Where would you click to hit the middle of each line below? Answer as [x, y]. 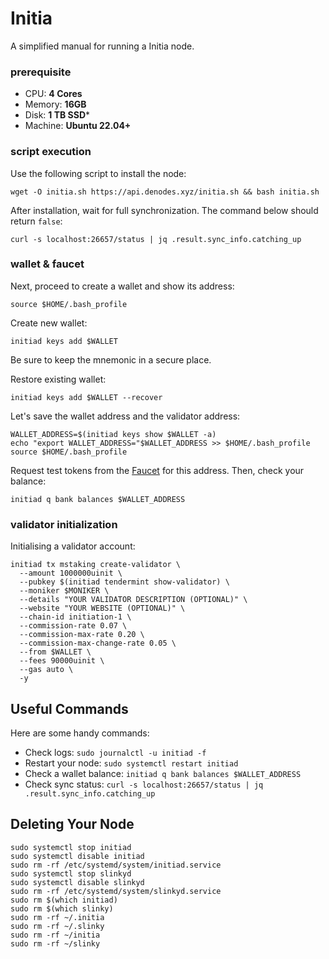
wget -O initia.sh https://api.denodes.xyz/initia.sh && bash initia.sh [165, 192]
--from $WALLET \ [55, 652]
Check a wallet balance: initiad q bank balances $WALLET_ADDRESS [163, 773]
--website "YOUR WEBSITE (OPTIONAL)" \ [102, 608]
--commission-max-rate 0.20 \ [82, 635]
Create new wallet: [49, 323]
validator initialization [64, 524]
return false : [36, 221]
